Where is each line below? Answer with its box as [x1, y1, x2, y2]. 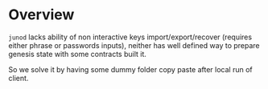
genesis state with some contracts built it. [8, 49, 147, 59]
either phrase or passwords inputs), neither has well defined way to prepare [8, 40, 260, 50]
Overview [8, 6, 75, 24]
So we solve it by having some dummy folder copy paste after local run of [8, 64, 254, 74]
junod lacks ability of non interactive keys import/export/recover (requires [8, 32, 252, 42]
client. [8, 73, 29, 83]
